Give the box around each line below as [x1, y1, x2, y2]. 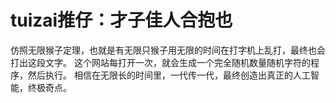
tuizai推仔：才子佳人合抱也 [10, 9, 233, 32]
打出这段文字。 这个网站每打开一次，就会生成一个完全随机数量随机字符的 [10, 56, 311, 68]
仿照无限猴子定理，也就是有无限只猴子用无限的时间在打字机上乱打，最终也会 [10, 44, 326, 56]
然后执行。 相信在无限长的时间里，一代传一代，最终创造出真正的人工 [27, 69, 311, 81]
